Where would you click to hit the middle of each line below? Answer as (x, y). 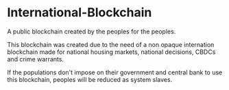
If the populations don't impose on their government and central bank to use (115, 72)
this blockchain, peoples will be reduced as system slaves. (90, 79)
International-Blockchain (80, 13)
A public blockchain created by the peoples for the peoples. (92, 31)
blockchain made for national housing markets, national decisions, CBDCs (111, 52)
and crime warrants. (35, 59)
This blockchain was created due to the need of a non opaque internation (111, 44)
